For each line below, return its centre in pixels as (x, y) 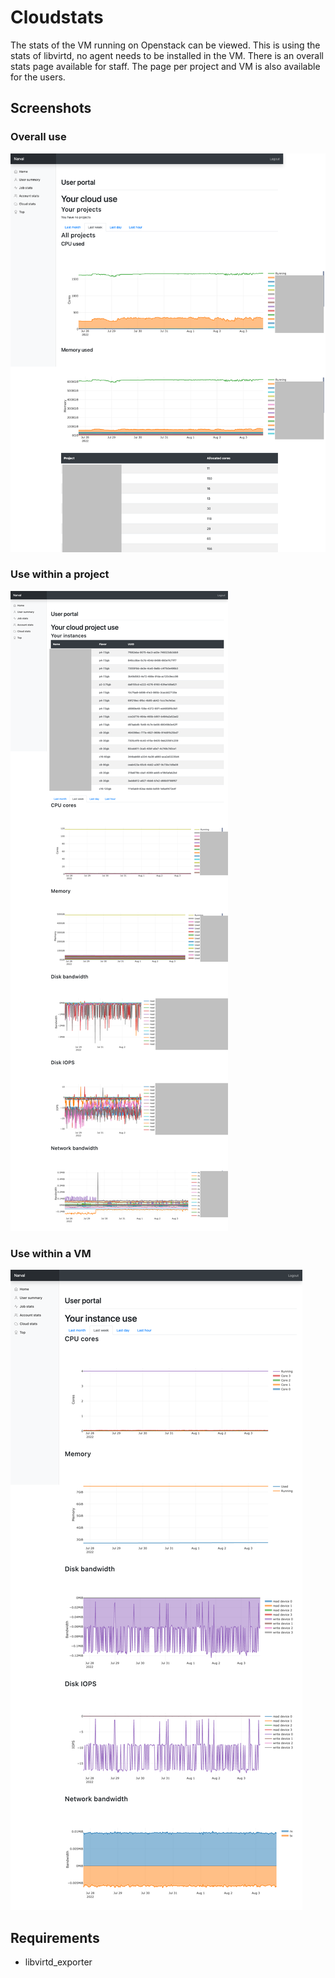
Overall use (38, 137)
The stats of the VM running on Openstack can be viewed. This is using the (165, 45)
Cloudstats (57, 17)
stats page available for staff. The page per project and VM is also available (165, 66)
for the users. (38, 77)
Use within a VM (51, 1253)
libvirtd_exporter (58, 1962)
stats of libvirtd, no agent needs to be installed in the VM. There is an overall (167, 55)
